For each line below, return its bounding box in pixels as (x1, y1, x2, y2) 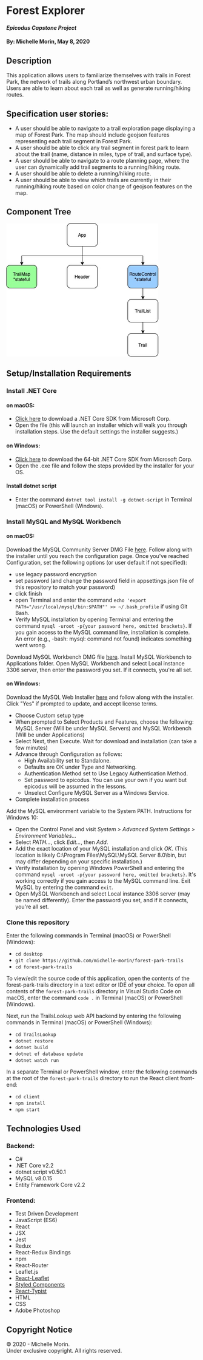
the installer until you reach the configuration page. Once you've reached (6, 552, 189, 559)
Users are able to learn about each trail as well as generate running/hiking (6, 84, 191, 92)
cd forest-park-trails (15, 964, 73, 970)
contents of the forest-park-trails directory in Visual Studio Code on (6, 988, 182, 995)
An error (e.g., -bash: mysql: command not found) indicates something (15, 635, 192, 642)
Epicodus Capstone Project (6, 24, 77, 31)
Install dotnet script (6, 482, 57, 489)
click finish (15, 590, 42, 597)
